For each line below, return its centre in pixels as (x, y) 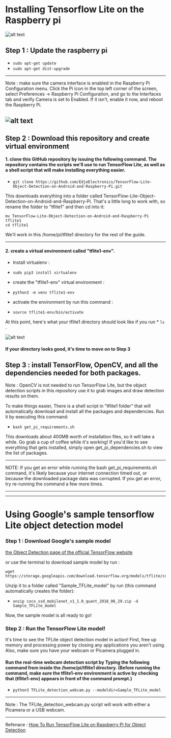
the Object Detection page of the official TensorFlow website (69, 552)
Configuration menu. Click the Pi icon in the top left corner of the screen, (81, 88)
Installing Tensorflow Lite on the (75, 9)
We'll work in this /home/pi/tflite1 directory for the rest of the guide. (76, 234)
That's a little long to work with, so (129, 201)
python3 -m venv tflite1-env (44, 293)
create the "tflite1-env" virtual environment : (59, 282)
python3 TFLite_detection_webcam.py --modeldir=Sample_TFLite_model (87, 690)
